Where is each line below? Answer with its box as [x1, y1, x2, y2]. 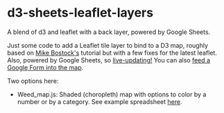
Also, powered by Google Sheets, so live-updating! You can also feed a [7, 55, 210, 64]
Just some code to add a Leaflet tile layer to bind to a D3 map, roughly [7, 41, 209, 49]
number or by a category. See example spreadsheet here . [17, 97, 182, 105]
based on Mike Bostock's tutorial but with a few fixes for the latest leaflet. [7, 49, 217, 57]
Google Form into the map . [7, 63, 84, 71]
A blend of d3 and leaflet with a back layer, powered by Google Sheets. [7, 28, 211, 36]
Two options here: [7, 76, 59, 85]
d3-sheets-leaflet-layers [7, 5, 154, 21]
